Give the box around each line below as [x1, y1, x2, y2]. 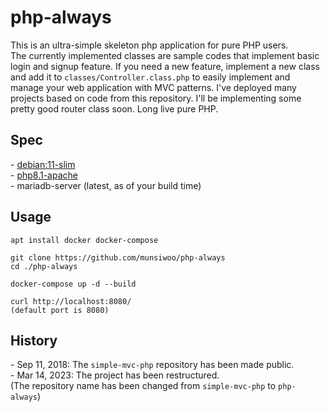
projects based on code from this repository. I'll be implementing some [10, 92, 302, 104]
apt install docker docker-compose [10, 235, 159, 245]
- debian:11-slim [10, 158, 76, 170]
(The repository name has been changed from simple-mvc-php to [10, 380, 277, 392]
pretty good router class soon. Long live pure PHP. [10, 102, 219, 115]
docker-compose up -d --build [10, 279, 137, 289]
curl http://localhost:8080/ [10, 296, 132, 306]
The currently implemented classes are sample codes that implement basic [10, 49, 320, 61]
